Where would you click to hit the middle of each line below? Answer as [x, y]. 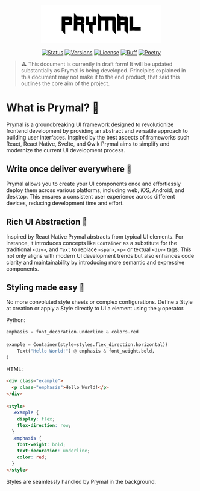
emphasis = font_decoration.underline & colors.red [72, 332]
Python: [16, 320]
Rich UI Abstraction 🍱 [47, 222]
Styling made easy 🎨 [45, 287]
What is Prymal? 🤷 [53, 108]
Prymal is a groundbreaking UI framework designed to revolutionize [90, 124]
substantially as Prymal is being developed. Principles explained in [103, 70]
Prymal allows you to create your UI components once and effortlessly [93, 184]
